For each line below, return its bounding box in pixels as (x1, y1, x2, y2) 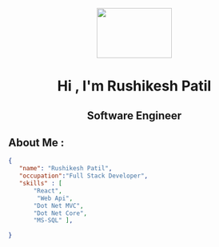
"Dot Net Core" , (33, 209, 88, 217)
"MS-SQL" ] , (33, 217, 74, 225)
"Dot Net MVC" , (33, 201, 84, 209)
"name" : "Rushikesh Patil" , (18, 165, 113, 173)
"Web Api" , (37, 194, 74, 202)
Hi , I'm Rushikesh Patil (57, 77, 212, 95)
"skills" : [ (18, 180, 62, 188)
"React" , (33, 186, 62, 195)
